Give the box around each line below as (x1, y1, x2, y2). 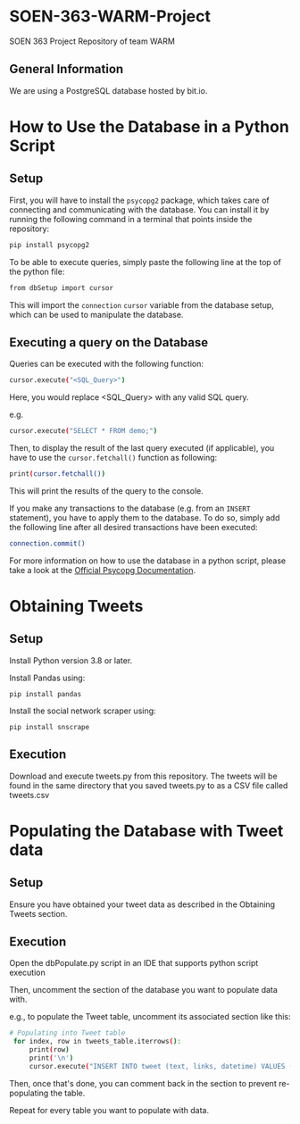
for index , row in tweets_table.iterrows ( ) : (12, 1037, 181, 1046)
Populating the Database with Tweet (9, 820, 284, 841)
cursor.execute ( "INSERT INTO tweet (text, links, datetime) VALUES (29, 1062, 286, 1070)
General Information (9, 62, 124, 77)
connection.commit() (9, 538, 87, 548)
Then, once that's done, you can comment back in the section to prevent (9, 1078, 277, 1088)
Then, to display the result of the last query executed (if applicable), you (9, 443, 275, 454)
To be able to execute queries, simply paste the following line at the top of (9, 256, 281, 267)
